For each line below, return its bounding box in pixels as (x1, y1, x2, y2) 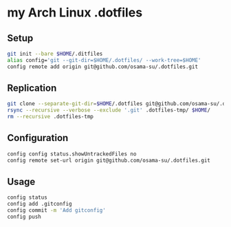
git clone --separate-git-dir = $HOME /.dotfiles (7, 100, 143, 107)
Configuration (7, 132, 69, 144)
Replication (7, 83, 57, 94)
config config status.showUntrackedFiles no (7, 150, 137, 158)
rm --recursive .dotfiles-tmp (7, 113, 94, 120)
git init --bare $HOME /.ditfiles (7, 50, 103, 57)
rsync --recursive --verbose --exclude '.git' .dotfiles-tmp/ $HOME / (7, 107, 211, 114)
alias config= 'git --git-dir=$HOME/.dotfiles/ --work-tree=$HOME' (7, 56, 201, 63)
